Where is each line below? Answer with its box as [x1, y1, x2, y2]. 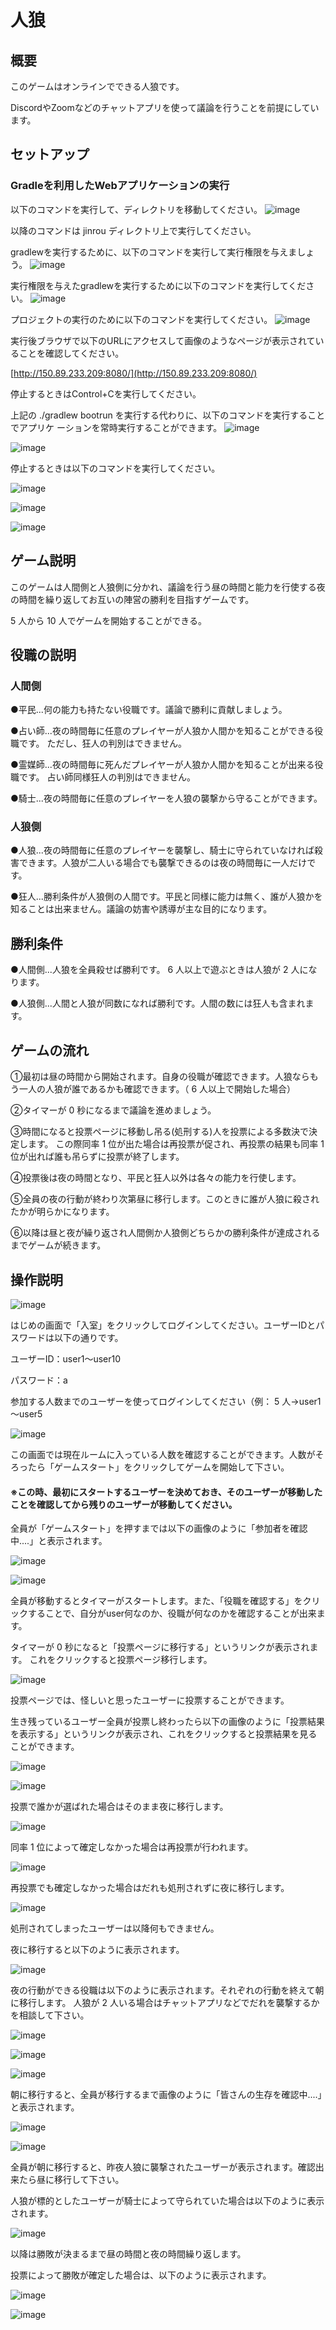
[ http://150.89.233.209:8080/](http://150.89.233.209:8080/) [10, 367, 258, 379]
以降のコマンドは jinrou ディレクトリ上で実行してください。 [10, 224, 257, 236]
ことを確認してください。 [18, 347, 125, 359]
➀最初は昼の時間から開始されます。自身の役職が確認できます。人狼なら [10, 1071, 310, 1083]
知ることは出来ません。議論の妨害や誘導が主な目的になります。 [10, 903, 273, 915]
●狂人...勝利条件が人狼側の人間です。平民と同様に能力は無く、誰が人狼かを [10, 891, 323, 903]
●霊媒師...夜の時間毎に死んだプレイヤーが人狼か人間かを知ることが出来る [10, 759, 315, 771]
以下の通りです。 [53, 1331, 124, 1343]
